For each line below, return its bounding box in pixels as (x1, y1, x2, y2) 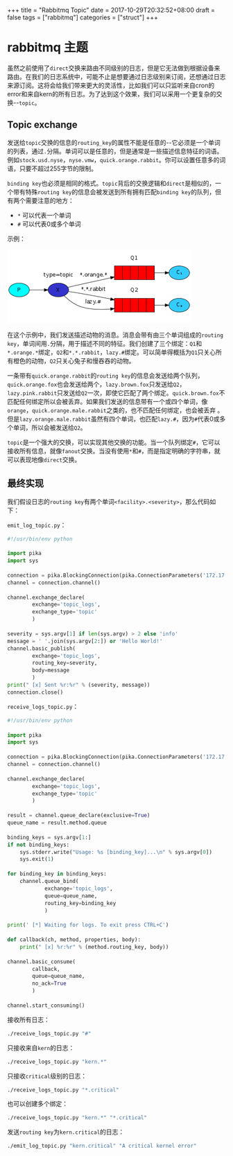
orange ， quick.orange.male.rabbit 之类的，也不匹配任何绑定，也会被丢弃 (7, 405, 216, 414)
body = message (32, 667, 70, 674)
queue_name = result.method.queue (7, 819, 107, 827)
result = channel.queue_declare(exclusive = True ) (7, 812, 150, 819)
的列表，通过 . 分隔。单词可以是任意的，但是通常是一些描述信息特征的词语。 (7, 147, 223, 155)
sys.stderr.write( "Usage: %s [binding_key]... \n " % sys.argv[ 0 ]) (19, 848, 213, 855)
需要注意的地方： (25, 196, 74, 204)
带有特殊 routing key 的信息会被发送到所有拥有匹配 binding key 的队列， (12, 187, 216, 196)
